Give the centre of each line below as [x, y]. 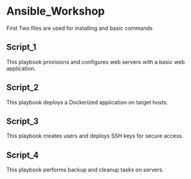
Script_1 [21, 47]
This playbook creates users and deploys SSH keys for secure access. [95, 136]
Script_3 [22, 121]
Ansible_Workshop [56, 11]
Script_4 [23, 155]
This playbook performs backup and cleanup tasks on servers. [85, 170]
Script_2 [23, 87]
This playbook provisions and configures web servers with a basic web [95, 61]
